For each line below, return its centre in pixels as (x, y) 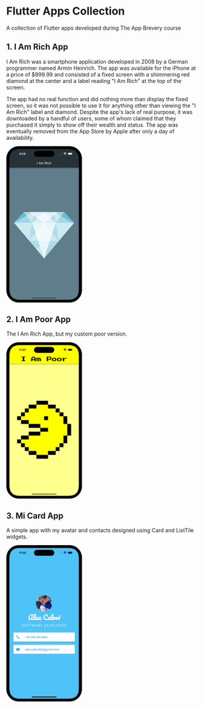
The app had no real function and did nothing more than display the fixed (97, 99)
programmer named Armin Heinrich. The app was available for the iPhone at (101, 68)
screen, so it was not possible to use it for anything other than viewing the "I (101, 105)
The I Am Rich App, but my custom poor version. (67, 334)
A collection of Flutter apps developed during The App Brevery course (94, 28)
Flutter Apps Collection (66, 11)
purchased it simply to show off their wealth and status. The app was (92, 125)
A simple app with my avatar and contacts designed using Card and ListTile (100, 531)
